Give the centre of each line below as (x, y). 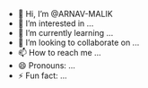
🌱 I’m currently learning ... (65, 33)
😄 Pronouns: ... (47, 66)
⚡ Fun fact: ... (42, 75)
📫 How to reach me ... (59, 53)
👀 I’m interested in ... (56, 23)
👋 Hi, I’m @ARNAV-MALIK (65, 14)
